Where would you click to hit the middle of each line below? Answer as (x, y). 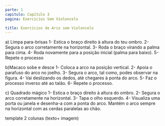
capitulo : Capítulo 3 (27, 14)
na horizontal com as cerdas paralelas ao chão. (53, 109)
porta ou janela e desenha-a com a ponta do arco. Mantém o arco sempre (80, 103)
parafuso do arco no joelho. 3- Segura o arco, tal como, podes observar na (82, 73)
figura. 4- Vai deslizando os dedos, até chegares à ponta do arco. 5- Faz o (81, 78)
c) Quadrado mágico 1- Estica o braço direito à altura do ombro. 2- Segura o (83, 93)
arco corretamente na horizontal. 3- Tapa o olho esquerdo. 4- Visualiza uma (83, 98)
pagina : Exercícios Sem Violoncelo (42, 19)
